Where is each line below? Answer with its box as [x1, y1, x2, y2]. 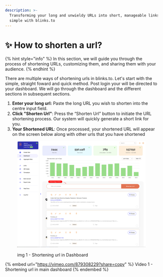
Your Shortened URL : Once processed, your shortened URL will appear [12, 126, 155, 132]
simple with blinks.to [9, 18, 55, 23]
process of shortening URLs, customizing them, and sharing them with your [5, 61, 156, 67]
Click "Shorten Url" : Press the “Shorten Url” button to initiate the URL [12, 111, 152, 116]
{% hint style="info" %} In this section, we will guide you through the [5, 56, 143, 62]
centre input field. [12, 106, 48, 112]
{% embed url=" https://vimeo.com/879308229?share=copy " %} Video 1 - [5, 261, 153, 267]
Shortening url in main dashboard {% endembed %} [5, 266, 109, 272]
